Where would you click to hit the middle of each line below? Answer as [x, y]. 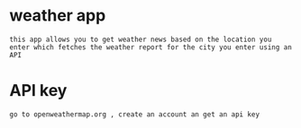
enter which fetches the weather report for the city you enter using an [151, 47]
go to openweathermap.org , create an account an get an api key [134, 114]
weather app [58, 16]
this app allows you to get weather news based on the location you [141, 39]
